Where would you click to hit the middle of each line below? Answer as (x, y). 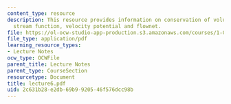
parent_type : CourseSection (47, 70)
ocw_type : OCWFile (33, 58)
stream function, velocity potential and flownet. (87, 26)
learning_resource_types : (44, 45)
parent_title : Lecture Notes (49, 64)
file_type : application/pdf (47, 39)
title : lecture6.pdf (37, 83)
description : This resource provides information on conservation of (109, 20)
